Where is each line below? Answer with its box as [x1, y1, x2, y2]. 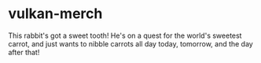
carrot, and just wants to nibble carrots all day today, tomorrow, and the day [8, 39, 253, 48]
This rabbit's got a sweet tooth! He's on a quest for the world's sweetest [8, 31, 242, 40]
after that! [8, 47, 40, 57]
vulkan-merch [8, 5, 103, 23]
